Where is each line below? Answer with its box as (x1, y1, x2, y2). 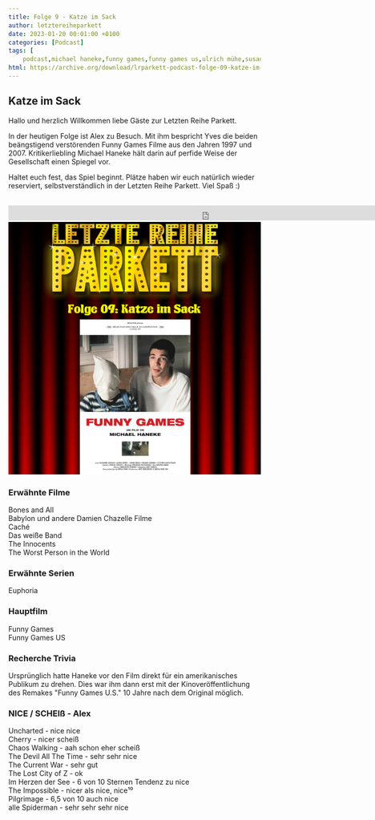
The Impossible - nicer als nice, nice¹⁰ (8, 786, 134, 795)
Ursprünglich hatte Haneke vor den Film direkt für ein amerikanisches (8, 670, 238, 681)
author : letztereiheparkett (8, 21, 103, 30)
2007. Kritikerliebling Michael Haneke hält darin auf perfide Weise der (8, 148, 238, 158)
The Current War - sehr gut (8, 760, 99, 770)
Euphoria (8, 586, 38, 596)
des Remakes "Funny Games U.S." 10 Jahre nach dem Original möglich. (8, 688, 244, 697)
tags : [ (8, 46, 34, 55)
